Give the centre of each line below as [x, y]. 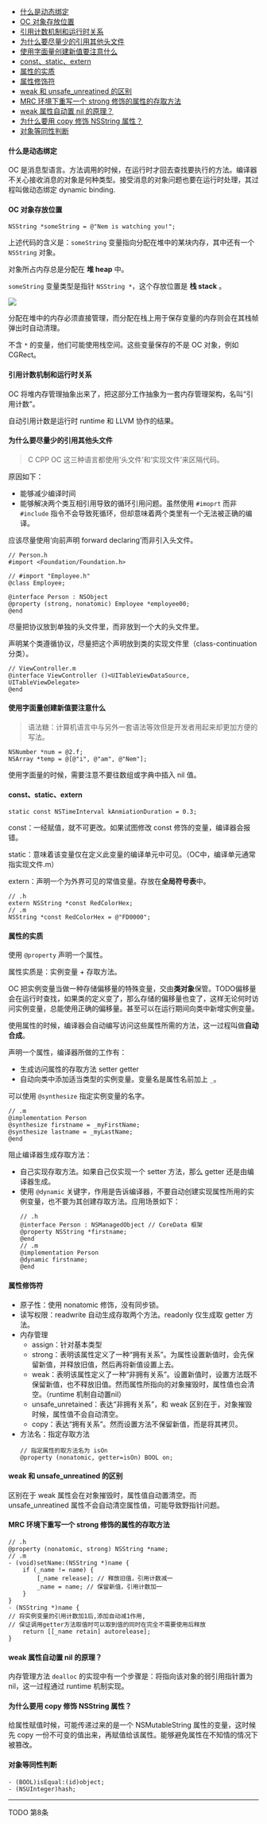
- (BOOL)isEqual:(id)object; [56, 1782]
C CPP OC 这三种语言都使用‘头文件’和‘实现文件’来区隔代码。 [126, 459]
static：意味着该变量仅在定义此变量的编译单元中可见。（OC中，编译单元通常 [132, 854]
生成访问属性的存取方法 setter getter [79, 1069]
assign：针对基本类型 [67, 1344]
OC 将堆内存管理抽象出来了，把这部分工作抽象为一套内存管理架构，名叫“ [128, 394]
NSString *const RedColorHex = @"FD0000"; [79, 917]
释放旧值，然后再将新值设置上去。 [122, 1364]
